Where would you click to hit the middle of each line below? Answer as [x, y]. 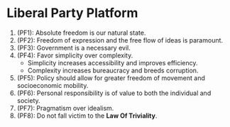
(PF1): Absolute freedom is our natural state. [81, 33]
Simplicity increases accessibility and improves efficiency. [113, 62]
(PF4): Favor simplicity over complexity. [75, 55]
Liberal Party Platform [72, 13]
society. [28, 100]
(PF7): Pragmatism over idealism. [65, 108]
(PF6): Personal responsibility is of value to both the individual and [114, 93]
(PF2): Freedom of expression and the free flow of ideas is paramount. [120, 40]
